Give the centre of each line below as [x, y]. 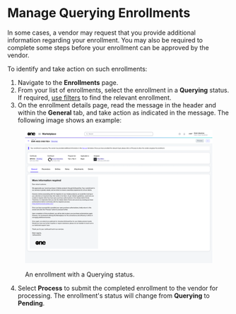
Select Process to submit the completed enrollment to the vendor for [118, 288]
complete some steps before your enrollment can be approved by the [108, 47]
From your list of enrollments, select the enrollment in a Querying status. [123, 90]
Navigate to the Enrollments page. [68, 82]
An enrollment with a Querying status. [80, 274]
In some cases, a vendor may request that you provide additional [102, 33]
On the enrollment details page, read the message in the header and [117, 105]
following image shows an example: [70, 120]
